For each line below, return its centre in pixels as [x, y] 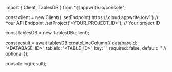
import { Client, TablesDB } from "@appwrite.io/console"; [65, 7]
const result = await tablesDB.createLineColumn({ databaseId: [71, 43]
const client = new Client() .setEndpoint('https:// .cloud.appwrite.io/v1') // [82, 17]
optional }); [17, 54]
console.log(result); [26, 64]
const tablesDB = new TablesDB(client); [47, 33]
